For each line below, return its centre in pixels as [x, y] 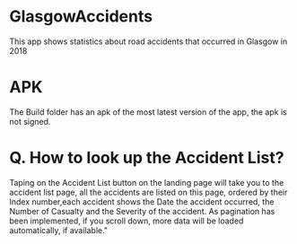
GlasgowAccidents [81, 17]
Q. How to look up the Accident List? [147, 158]
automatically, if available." [59, 230]
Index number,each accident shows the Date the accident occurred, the [142, 201]
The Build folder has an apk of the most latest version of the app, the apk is [148, 112]
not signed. [30, 121]
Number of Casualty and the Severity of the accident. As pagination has [142, 211]
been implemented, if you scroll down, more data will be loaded [127, 221]
